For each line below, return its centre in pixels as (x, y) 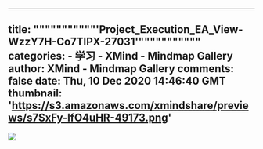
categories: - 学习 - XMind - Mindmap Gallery (121, 56)
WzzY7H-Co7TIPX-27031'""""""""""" (104, 42)
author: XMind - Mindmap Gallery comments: (121, 69)
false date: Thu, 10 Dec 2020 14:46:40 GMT (117, 81)
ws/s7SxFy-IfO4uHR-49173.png (88, 118)
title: (20, 29)
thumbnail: (35, 94)
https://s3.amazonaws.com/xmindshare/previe (130, 105)
